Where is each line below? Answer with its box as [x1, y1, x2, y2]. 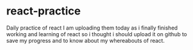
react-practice [6, 4, 81, 18]
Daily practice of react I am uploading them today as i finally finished [6, 24, 178, 31]
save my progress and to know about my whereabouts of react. [6, 37, 165, 44]
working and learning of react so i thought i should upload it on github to [6, 30, 187, 37]
